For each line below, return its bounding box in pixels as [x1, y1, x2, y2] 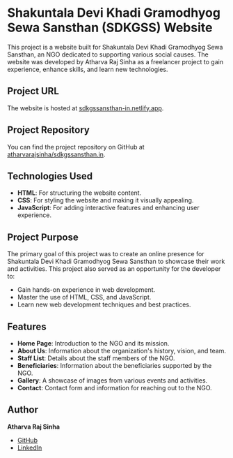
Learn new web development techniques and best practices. [17, 300, 191, 309]
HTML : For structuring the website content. [17, 189, 142, 197]
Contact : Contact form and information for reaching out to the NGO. [17, 384, 212, 392]
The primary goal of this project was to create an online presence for [7, 250, 204, 258]
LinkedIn [17, 443, 42, 452]
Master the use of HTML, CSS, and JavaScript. [17, 293, 152, 302]
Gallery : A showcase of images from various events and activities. [17, 376, 208, 385]
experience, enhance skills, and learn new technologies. [7, 65, 168, 73]
